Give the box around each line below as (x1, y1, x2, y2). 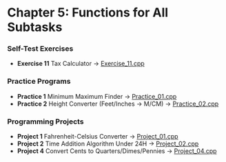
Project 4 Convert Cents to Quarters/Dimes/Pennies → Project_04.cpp (17, 147, 217, 155)
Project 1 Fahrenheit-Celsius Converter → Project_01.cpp (17, 132, 178, 141)
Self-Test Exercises (7, 44, 74, 54)
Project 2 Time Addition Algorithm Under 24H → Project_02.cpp (17, 139, 199, 148)
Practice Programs (7, 77, 71, 86)
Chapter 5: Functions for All (7, 5, 169, 21)
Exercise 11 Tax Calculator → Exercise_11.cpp (17, 60, 145, 68)
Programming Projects (7, 117, 84, 126)
